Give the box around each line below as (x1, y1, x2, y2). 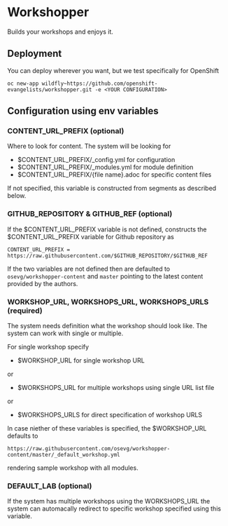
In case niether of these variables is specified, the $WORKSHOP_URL (7, 424, 207, 433)
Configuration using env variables (7, 105, 159, 117)
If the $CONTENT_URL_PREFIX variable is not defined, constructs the (7, 225, 207, 234)
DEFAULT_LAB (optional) (7, 481, 92, 491)
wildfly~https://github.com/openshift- (41, 80, 158, 87)
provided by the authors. (7, 279, 78, 288)
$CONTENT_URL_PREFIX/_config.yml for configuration (17, 156, 176, 164)
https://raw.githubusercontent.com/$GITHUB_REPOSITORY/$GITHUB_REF (7, 252, 208, 259)
